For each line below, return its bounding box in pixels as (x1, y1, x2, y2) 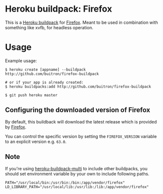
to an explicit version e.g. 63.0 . (5, 139, 67, 144)
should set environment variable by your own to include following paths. (5, 171, 149, 176)
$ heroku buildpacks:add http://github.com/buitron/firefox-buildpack (5, 84, 151, 89)
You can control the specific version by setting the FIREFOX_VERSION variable (5, 133, 157, 139)
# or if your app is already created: (5, 80, 84, 85)
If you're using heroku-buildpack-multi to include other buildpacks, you (5, 165, 147, 171)
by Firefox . (5, 124, 27, 130)
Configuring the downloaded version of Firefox (5, 106, 150, 114)
